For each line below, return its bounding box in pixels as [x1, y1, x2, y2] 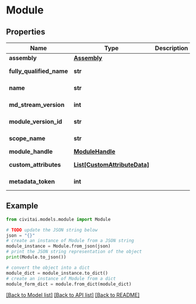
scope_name [9, 134, 45, 142]
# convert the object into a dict [6, 264, 90, 271]
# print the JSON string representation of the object [6, 249, 142, 255]
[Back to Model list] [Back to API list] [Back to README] [6, 292, 140, 299]
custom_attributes [9, 161, 61, 168]
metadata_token [9, 178, 55, 185]
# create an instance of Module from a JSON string [6, 238, 134, 244]
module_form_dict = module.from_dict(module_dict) [6, 281, 132, 287]
